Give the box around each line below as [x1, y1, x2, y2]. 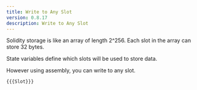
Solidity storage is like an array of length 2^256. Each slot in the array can [6, 37, 191, 44]
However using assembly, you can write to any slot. [6, 67, 136, 74]
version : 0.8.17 [6, 15, 48, 21]
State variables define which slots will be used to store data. [6, 55, 157, 63]
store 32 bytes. [6, 43, 45, 50]
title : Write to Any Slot [6, 9, 72, 15]
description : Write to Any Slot [6, 20, 88, 26]
